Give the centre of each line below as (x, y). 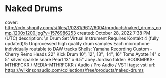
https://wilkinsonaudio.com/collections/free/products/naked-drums (74, 70)
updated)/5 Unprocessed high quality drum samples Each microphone (77, 43)
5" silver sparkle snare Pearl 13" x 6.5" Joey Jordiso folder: (66, 59)
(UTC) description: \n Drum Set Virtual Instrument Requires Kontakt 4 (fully (82, 38)
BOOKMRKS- (141, 59)
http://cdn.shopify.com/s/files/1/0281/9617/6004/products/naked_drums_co (83, 27)
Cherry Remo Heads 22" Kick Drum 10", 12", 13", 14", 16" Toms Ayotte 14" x (83, 54)
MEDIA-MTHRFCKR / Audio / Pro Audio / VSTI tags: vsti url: (94, 65)
